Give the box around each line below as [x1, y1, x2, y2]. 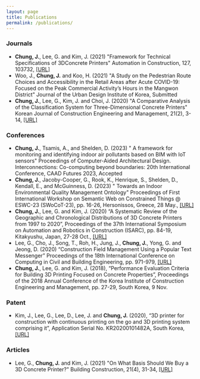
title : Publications [6, 14, 58, 20]
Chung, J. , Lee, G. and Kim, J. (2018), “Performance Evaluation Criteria [14, 264, 189, 271]
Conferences [6, 131, 45, 139]
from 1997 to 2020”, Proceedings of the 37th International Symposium [14, 220, 186, 227]
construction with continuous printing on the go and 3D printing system [14, 318, 190, 325]
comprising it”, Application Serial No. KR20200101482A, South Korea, [14, 325, 185, 332]
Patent [6, 298, 26, 306]
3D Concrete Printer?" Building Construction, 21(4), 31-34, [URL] [14, 365, 173, 372]
